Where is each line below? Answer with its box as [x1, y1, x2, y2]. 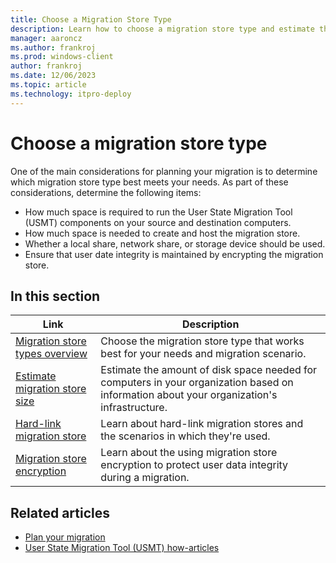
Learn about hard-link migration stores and [100, 417, 304, 431]
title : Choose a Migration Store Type [10, 14, 172, 25]
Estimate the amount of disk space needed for [100, 363, 318, 377]
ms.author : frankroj [10, 42, 97, 53]
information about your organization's [100, 388, 278, 402]
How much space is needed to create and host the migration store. [24, 227, 301, 239]
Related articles [10, 504, 110, 521]
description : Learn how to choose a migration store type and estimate [10, 24, 315, 34]
